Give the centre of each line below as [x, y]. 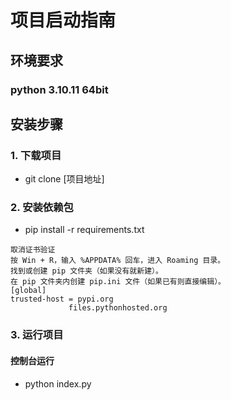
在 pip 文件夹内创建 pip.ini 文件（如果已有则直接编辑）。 [118, 282]
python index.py [58, 383]
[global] [28, 291]
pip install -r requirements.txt [84, 230]
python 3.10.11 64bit [59, 89]
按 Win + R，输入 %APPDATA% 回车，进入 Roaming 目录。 [118, 261]
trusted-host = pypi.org [62, 299]
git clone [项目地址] [64, 179]
